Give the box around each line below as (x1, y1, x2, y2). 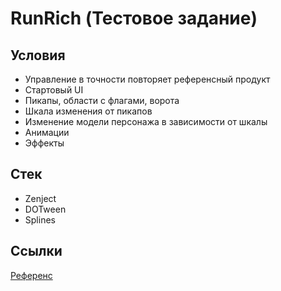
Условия (10, 47, 66, 64)
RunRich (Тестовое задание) (10, 7, 258, 30)
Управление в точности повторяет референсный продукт (24, 73, 271, 85)
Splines (24, 213, 56, 226)
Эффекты (24, 137, 65, 149)
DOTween (24, 203, 67, 215)
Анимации (24, 127, 70, 138)
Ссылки (10, 243, 63, 260)
